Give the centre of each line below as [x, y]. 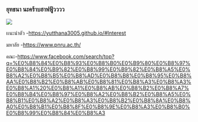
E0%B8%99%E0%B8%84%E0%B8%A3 [56, 113]
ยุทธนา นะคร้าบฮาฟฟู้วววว [35, 9]
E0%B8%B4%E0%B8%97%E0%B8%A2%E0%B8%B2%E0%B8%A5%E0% [98, 94]
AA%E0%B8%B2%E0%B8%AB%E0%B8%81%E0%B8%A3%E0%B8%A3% [99, 82]
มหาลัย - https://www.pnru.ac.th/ [44, 45]
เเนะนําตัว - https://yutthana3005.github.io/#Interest [66, 33]
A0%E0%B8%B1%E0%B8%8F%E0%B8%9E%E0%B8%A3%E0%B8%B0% [98, 107]
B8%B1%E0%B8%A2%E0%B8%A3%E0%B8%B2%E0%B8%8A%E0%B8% [98, 101]
